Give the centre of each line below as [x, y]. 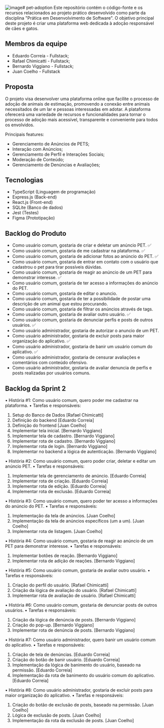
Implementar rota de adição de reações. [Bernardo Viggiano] [73, 561]
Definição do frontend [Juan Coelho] [49, 425]
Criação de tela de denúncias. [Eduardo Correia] [61, 655]
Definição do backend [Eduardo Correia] [53, 420]
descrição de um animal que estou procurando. [60, 304]
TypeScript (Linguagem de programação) [54, 192]
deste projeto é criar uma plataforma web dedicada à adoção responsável [80, 23]
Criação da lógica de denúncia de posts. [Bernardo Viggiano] [74, 620]
